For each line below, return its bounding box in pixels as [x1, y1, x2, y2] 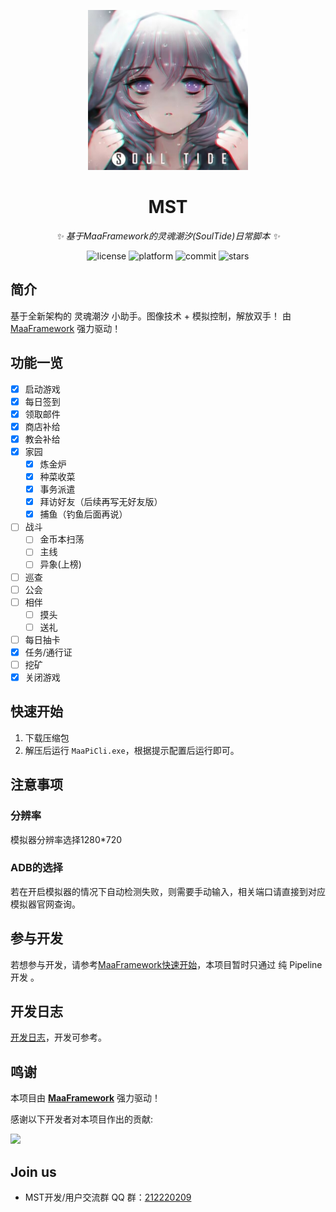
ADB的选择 [10, 861, 63, 875]
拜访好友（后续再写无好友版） [39, 496, 163, 508]
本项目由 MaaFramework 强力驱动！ [10, 1092, 162, 1104]
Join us [10, 1163, 57, 1180]
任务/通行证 [24, 646, 73, 658]
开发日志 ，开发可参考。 [10, 1031, 107, 1044]
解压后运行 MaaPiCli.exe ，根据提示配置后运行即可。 [24, 744, 240, 756]
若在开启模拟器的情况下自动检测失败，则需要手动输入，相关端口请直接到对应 [10, 885, 326, 897]
